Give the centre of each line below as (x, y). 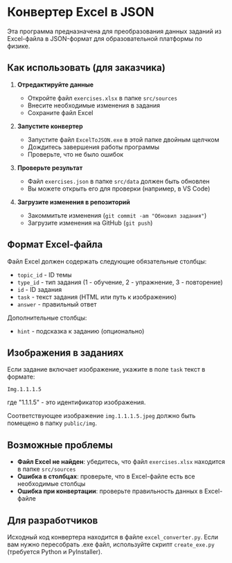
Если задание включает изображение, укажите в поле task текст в (106, 370)
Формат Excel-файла (55, 244)
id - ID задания (39, 289)
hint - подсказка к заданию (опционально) (81, 331)
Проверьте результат (50, 168)
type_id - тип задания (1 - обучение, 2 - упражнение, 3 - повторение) (120, 282)
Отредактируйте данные (55, 85)
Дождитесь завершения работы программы (93, 147)
